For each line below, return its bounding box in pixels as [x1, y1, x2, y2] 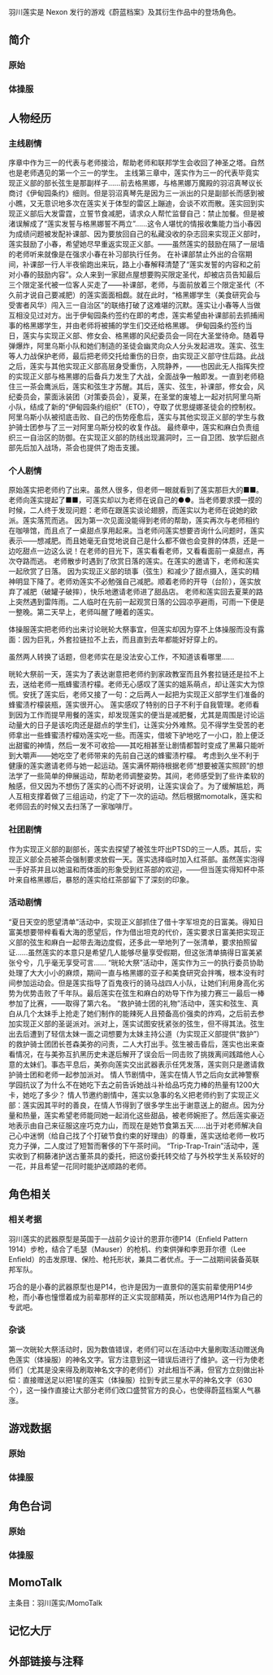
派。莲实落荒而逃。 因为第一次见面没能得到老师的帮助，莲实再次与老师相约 [8, 515, 260, 525]
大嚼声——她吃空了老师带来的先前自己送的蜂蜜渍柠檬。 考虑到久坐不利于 [15, 751, 260, 761]
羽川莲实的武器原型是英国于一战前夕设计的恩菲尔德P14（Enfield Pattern [8, 1234, 248, 1243]
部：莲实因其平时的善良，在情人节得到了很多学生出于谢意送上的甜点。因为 [8, 1100, 258, 1110]
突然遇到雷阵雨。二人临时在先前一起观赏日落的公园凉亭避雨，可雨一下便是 [15, 597, 265, 607]
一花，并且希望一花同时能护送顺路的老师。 [8, 1161, 151, 1171]
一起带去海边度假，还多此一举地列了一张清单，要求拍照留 [64, 937, 258, 947]
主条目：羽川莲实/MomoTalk [8, 1598, 103, 1608]
